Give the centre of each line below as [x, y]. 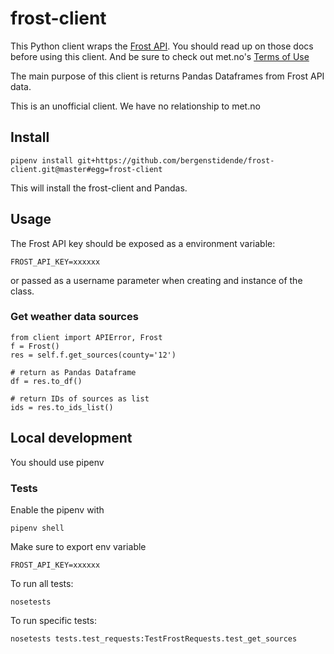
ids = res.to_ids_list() [62, 407]
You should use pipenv [57, 462]
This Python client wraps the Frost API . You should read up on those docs [162, 46]
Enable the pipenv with [57, 509]
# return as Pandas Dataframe [73, 372]
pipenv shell [37, 528]
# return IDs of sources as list [80, 398]
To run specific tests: [53, 620]
